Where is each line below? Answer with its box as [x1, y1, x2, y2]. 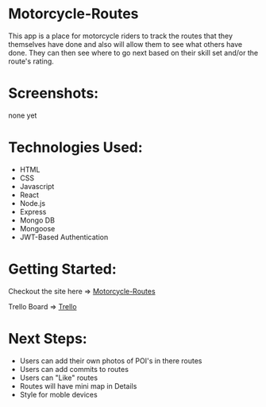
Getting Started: [8, 260, 117, 278]
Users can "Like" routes [19, 373, 98, 382]
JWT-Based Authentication [19, 232, 109, 242]
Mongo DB [19, 215, 56, 225]
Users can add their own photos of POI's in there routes [19, 355, 202, 366]
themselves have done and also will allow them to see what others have [8, 39, 243, 48]
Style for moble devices [19, 390, 98, 399]
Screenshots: [8, 84, 99, 103]
